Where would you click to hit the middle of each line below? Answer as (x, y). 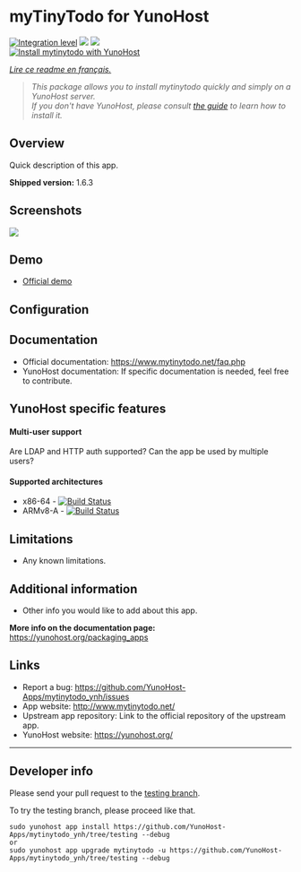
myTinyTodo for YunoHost (109, 17)
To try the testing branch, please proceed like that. (103, 810)
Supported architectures (56, 481)
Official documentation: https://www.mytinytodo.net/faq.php (134, 361)
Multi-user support (46, 431)
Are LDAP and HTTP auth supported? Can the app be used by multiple (139, 452)
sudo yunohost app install (60, 826)
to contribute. (47, 380)
